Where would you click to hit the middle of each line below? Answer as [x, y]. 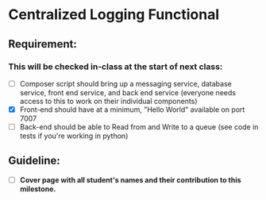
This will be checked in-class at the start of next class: [116, 67]
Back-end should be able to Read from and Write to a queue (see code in [139, 127]
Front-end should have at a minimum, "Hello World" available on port [132, 110]
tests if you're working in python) [74, 136]
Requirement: [43, 44]
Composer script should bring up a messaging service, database [125, 83]
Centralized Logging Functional [114, 15]
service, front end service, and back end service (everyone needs [128, 92]
